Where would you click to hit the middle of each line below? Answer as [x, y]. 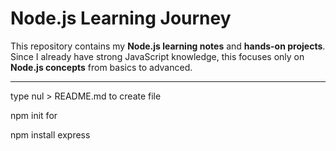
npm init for [34, 115]
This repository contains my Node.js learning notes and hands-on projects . [168, 46]
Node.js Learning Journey [121, 18]
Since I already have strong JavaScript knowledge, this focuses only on [157, 56]
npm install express [50, 134]
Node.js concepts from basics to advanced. [101, 67]
